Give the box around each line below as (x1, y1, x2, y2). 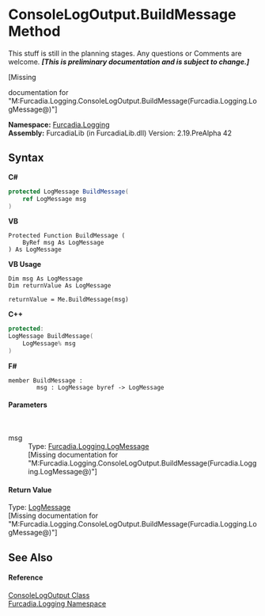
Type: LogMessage (8, 503, 71, 512)
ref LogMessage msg (22, 195, 87, 203)
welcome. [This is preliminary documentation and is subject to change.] (8, 57, 250, 67)
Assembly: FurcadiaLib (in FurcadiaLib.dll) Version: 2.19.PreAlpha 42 (8, 128, 232, 138)
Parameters (8, 400, 47, 409)
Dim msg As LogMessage (8, 275, 83, 283)
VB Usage (8, 260, 42, 269)
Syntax (8, 151, 44, 165)
